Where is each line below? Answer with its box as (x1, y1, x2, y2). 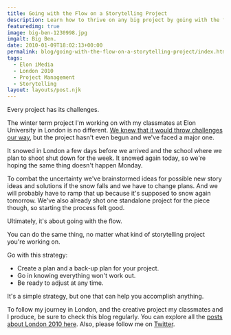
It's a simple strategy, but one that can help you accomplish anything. (7, 292, 204, 301)
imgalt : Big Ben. (7, 36, 57, 43)
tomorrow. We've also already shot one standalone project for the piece (7, 196, 210, 205)
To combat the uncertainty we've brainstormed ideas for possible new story (7, 174, 222, 183)
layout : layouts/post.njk (7, 86, 81, 93)
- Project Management (13, 73, 76, 81)
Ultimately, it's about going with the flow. (7, 217, 122, 225)
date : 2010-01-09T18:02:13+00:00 (7, 42, 103, 49)
